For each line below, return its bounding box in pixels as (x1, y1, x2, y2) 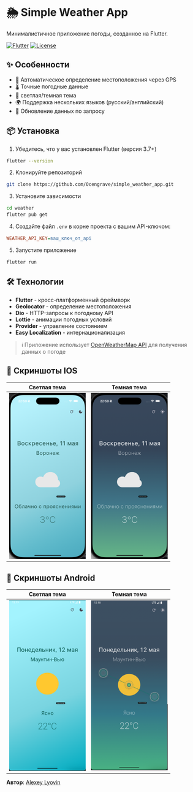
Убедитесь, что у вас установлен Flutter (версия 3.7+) (15, 145, 157, 153)
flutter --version (6, 158, 53, 164)
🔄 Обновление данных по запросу (15, 107, 105, 115)
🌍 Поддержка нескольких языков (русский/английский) (15, 98, 164, 105)
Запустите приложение (15, 246, 77, 254)
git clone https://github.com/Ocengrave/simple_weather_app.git (6, 181, 174, 188)
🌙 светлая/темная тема (15, 91, 77, 99)
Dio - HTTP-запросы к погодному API (15, 309, 113, 316)
